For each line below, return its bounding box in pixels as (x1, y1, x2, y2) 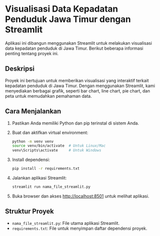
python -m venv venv (12, 139, 54, 144)
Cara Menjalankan (5, 107, 62, 115)
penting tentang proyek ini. (5, 50, 59, 56)
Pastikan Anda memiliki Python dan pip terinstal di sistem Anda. (12, 120, 139, 126)
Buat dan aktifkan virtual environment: (12, 129, 89, 135)
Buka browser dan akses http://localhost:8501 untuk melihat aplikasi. (12, 193, 149, 199)
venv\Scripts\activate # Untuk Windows (12, 148, 102, 153)
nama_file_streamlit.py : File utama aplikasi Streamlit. (12, 220, 120, 226)
